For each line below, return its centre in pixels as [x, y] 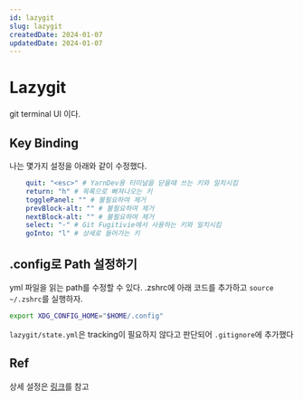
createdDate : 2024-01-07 [56, 34]
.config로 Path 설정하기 [73, 264]
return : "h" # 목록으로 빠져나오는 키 [89, 191]
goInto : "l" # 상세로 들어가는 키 [83, 233]
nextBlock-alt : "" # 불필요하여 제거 [90, 217]
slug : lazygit [36, 26]
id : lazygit [32, 18]
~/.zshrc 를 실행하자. [46, 299]
